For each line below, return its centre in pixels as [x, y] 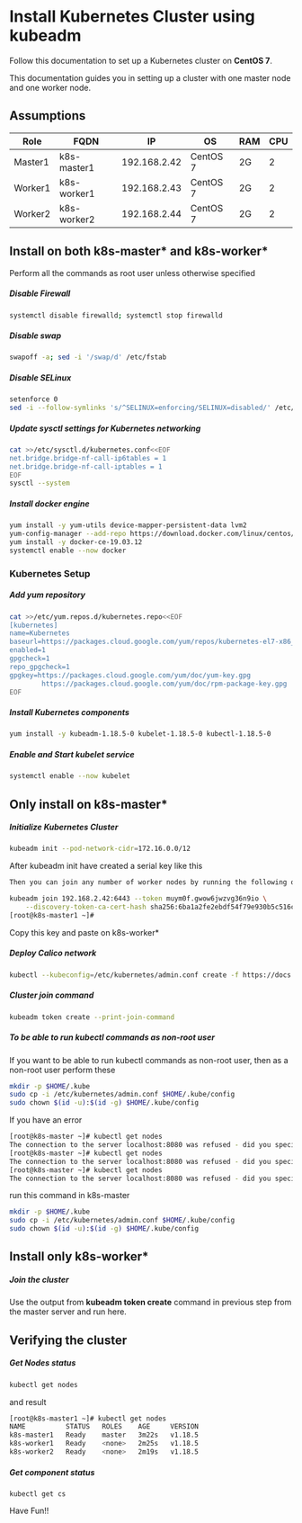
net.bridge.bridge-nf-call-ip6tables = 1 [88, 458]
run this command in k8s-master [70, 1196]
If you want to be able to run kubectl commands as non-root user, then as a [149, 1060]
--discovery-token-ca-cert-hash [86, 907]
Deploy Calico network [53, 953]
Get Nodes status [43, 1363]
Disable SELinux [40, 377]
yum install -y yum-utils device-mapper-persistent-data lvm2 [128, 525]
